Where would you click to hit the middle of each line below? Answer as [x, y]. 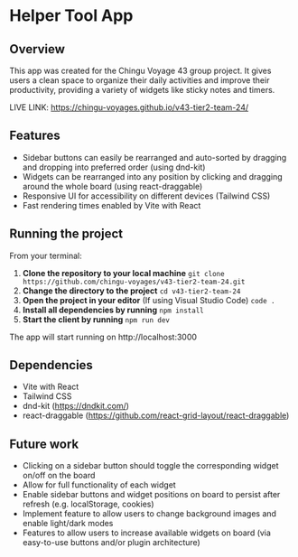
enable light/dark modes [68, 524]
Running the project [66, 234]
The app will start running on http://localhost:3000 [103, 337]
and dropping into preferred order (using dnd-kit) [114, 167]
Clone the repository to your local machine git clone [123, 273]
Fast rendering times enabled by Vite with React [112, 205]
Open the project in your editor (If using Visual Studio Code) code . [149, 300]
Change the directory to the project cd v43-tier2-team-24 [131, 291]
